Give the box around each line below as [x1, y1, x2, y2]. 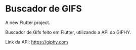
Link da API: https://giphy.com [5, 38, 68, 45]
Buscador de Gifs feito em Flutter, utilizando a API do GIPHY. [5, 29, 131, 35]
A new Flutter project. [5, 19, 51, 25]
